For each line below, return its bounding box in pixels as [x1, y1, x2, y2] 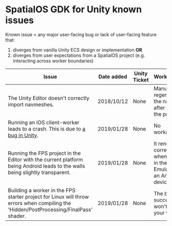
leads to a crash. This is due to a [8, 125, 85, 132]
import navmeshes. [8, 101, 54, 108]
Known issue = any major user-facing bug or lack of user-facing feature [5, 31, 157, 37]
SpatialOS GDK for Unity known [5, 4, 142, 15]
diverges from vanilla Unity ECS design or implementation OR [12, 47, 142, 53]
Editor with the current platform [8, 156, 83, 163]
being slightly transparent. [8, 169, 71, 176]
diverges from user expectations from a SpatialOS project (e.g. [12, 52, 145, 58]
